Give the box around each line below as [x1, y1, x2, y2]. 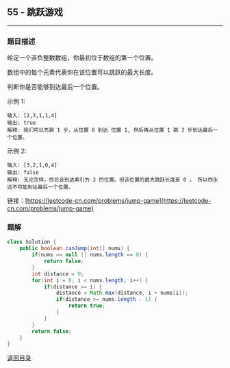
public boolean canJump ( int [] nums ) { [19, 245, 130, 252]
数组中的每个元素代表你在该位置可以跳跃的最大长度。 [7, 68, 157, 77]
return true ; [68, 302, 106, 310]
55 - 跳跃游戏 [7, 6, 63, 19]
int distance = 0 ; [31, 270, 84, 278]
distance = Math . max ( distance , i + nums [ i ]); [55, 290, 188, 297]
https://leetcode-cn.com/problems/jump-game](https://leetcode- [27, 197, 212, 205]
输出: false [7, 169, 39, 176]
